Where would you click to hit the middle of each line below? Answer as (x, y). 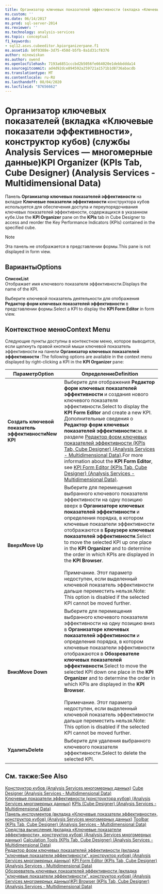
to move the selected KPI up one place (108, 542)
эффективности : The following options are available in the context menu (79, 357)
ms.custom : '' (19, 14)
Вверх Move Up (25, 545)
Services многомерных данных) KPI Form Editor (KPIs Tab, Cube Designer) (81, 860)
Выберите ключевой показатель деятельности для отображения (72, 299)
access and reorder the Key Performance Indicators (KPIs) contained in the (80, 223)
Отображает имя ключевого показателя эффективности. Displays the (76, 284)
